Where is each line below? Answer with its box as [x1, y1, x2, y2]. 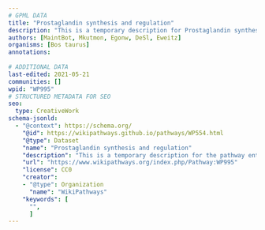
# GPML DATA [8, 11, 47, 20]
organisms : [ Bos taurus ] [8, 41, 90, 49]
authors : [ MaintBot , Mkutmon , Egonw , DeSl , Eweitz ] [8, 33, 181, 42]
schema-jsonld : [8, 115, 58, 123]
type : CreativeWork [15, 107, 80, 115]
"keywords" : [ [22, 195, 69, 203]
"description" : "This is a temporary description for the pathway [22, 151, 245, 159]
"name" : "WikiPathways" [28, 187, 108, 196]
